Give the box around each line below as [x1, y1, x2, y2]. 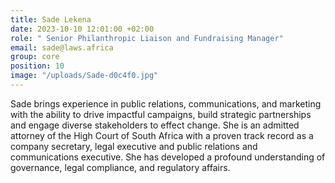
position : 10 [10, 61, 65, 71]
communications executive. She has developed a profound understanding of [10, 151, 326, 163]
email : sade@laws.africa [10, 42, 114, 53]
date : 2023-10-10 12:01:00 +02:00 [10, 24, 155, 34]
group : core [10, 52, 60, 62]
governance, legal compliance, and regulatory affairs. [10, 161, 231, 173]
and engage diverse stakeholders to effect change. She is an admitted [10, 119, 300, 131]
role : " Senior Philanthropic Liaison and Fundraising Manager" [10, 33, 284, 43]
